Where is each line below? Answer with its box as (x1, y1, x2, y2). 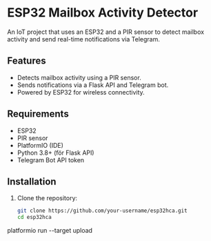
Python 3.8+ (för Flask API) (17, 148, 94, 157)
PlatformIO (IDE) (17, 141, 64, 149)
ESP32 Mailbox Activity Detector (7, 5, 199, 21)
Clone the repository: (17, 194, 78, 202)
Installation (7, 175, 57, 187)
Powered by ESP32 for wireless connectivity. (17, 88, 145, 96)
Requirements (7, 108, 69, 120)
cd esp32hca (17, 214, 52, 221)
